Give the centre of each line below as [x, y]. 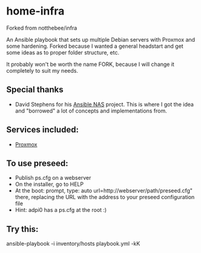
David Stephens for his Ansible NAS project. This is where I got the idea [104, 104]
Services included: [42, 130]
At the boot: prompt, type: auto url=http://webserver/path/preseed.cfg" [104, 191]
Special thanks [35, 90]
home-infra [35, 11]
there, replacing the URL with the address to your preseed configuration [105, 197]
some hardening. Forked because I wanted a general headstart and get [95, 46]
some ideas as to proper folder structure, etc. [63, 52]
